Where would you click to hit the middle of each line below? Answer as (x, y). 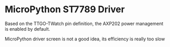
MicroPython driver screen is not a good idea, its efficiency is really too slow (85, 39)
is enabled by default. (27, 29)
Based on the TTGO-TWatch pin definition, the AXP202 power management (84, 24)
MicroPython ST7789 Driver (65, 9)
